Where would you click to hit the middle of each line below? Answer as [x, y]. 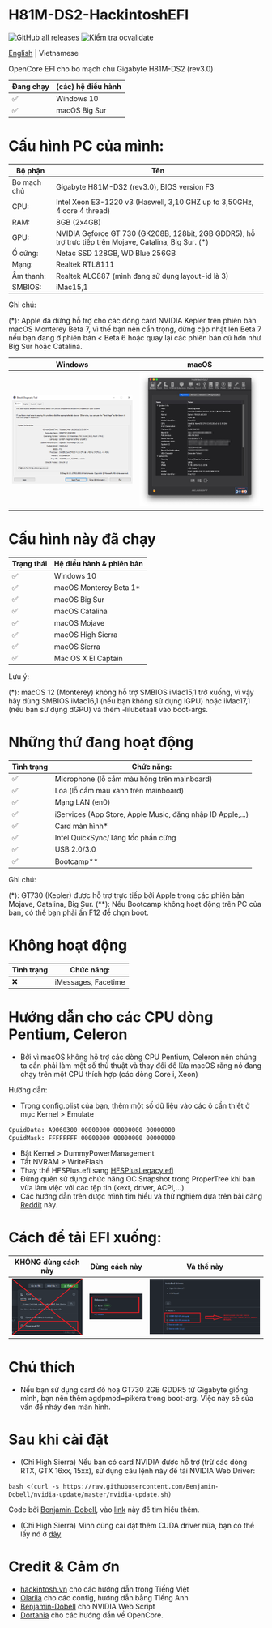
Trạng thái [30, 564]
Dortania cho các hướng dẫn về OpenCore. [91, 1615]
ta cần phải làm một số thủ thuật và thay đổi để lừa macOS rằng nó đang [140, 1065]
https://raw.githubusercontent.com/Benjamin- [141, 1487]
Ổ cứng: [25, 254]
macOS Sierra [77, 647]
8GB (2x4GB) [78, 222]
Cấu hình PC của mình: [86, 145]
